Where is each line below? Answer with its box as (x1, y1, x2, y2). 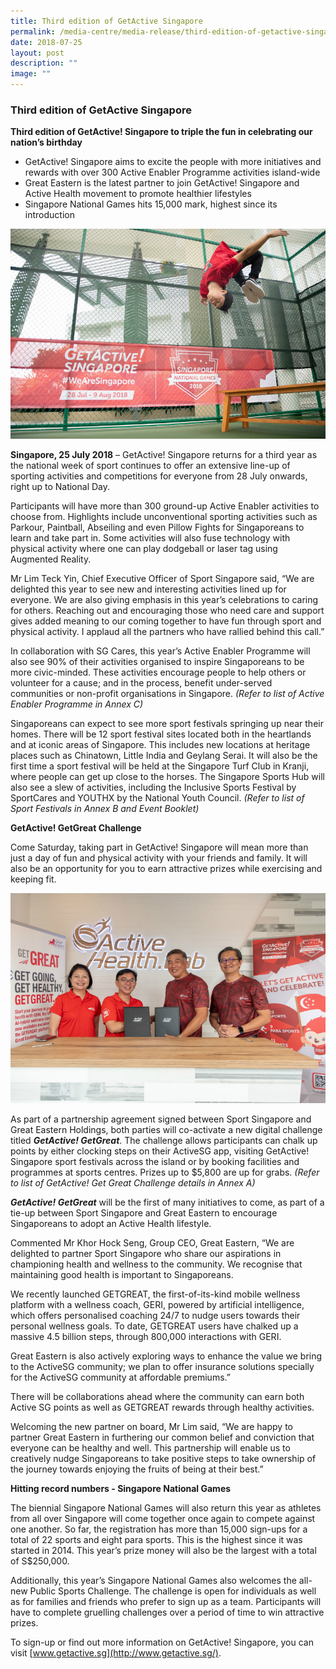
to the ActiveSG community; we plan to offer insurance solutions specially (10, 1360, 315, 1372)
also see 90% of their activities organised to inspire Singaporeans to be (10, 656, 305, 668)
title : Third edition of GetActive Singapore (10, 16, 203, 26)
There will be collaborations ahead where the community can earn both (10, 1390, 305, 1402)
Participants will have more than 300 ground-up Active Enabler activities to (10, 500, 320, 512)
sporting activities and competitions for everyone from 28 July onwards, (10, 470, 308, 482)
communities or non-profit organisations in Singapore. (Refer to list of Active (10, 688, 325, 700)
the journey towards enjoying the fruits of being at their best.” (10, 1463, 264, 1475)
